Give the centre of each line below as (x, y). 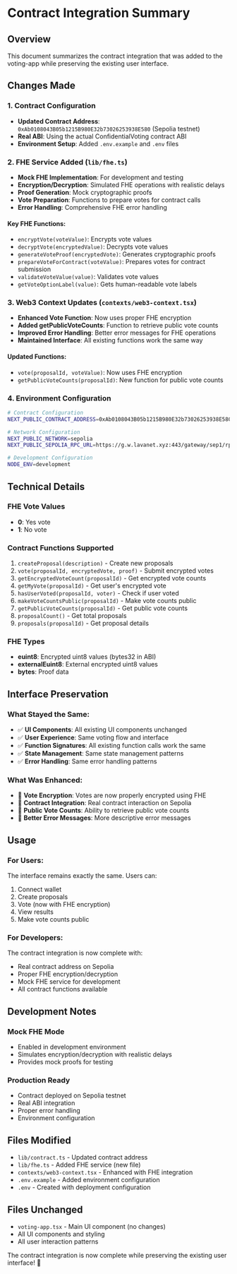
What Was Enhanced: (45, 780)
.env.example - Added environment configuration (89, 1180)
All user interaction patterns (58, 1242)
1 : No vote (32, 529)
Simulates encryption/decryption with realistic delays (95, 1054)
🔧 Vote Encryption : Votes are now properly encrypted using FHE (112, 795)
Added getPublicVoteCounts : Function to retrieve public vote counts (118, 326)
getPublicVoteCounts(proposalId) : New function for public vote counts (120, 380)
